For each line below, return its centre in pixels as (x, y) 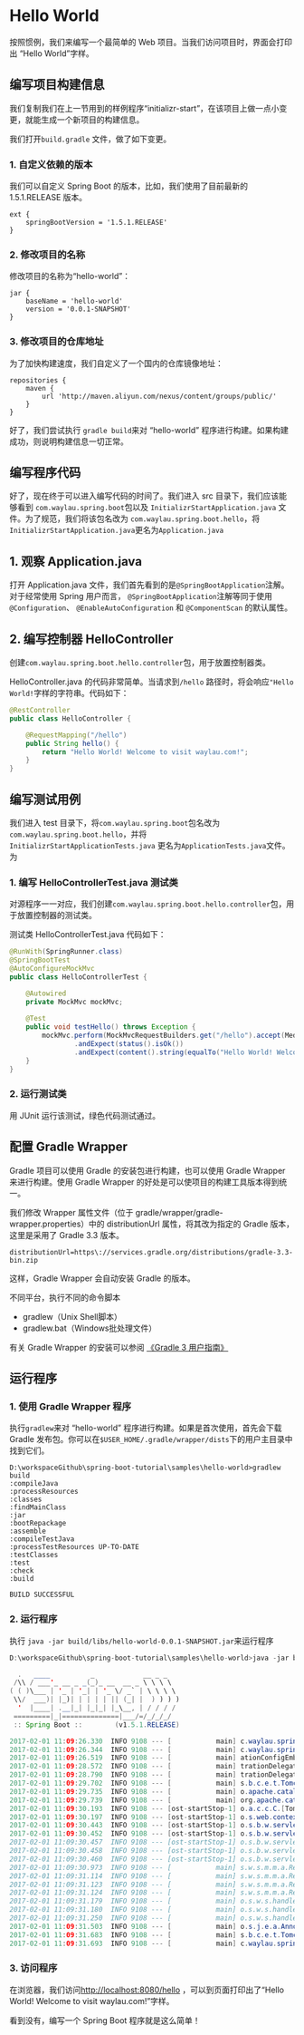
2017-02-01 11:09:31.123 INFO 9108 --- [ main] (123, 1885)
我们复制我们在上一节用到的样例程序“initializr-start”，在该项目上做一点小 (144, 108)
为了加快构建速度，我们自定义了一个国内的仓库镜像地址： (116, 363)
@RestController (40, 711)
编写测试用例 (45, 799)
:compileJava (34, 1484)
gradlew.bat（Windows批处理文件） (90, 1328)
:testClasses (34, 1555)
